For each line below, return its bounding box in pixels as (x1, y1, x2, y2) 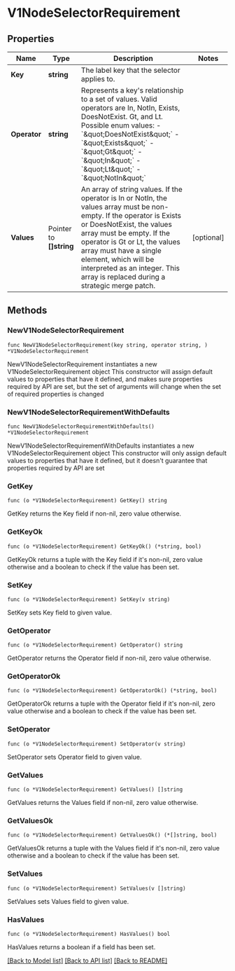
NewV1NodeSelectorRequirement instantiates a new (7, 359, 157, 369)
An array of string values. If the (80, 184, 183, 194)
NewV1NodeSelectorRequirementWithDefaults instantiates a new (7, 441, 194, 450)
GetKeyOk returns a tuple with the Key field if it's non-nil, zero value (7, 555, 203, 563)
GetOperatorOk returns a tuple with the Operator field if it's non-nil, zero (7, 699, 215, 708)
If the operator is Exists (106, 211, 182, 220)
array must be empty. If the (80, 228, 170, 237)
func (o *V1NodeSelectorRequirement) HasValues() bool (7, 930, 171, 937)
